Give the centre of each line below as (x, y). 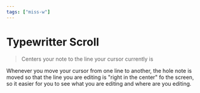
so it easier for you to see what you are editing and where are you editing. (99, 83)
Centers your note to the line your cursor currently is (87, 59)
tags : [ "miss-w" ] (28, 12)
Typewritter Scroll (53, 42)
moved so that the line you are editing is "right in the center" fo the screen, (100, 77)
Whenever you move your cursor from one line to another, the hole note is (99, 71)
